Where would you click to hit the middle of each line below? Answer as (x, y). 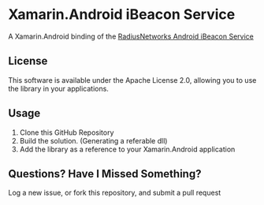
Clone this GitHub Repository (67, 132)
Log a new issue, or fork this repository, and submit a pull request (115, 193)
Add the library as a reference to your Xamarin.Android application (127, 149)
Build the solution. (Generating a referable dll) (93, 140)
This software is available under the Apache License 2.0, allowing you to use (132, 80)
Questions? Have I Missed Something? (105, 174)
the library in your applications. (58, 88)
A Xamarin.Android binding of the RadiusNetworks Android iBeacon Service (131, 36)
